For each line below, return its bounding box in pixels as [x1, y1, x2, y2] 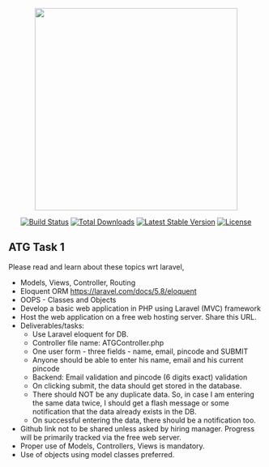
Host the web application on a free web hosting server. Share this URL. [19, 312, 257, 321]
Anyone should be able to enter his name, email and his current [32, 354, 244, 364]
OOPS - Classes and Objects [19, 295, 117, 304]
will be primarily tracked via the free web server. [19, 432, 181, 442]
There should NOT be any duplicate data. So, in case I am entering [32, 389, 255, 399]
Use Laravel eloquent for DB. [32, 329, 129, 339]
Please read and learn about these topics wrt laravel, [8, 261, 185, 271]
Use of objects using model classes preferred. [19, 449, 175, 459]
